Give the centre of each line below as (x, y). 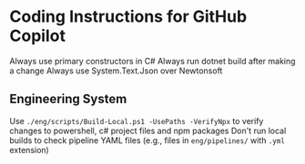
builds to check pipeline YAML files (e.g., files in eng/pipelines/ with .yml (147, 140)
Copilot (38, 36)
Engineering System (68, 99)
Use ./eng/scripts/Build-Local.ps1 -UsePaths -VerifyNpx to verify (137, 121)
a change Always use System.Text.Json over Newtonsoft (116, 71)
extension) (30, 150)
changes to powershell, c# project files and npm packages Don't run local (148, 130)
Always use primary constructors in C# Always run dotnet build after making (152, 61)
